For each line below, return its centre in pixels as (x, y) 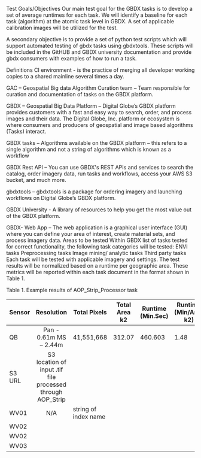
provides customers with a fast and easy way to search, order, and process (99, 112)
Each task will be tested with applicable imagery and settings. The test (93, 259)
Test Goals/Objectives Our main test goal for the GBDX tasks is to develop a (100, 9)
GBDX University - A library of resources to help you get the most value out (99, 210)
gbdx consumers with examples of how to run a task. (71, 58)
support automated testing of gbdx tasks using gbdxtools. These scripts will (100, 46)
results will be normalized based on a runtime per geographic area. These (97, 266)
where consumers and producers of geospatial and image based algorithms (100, 125)
